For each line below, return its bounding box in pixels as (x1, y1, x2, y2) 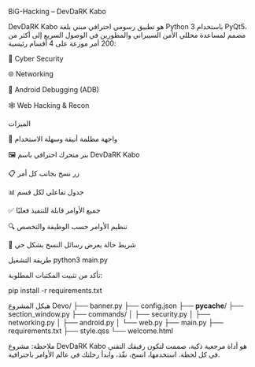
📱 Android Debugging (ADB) (8, 85, 100, 94)
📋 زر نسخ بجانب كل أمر (8, 169, 80, 178)
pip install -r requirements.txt (8, 286, 102, 295)
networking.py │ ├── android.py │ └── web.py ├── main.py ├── (8, 318, 224, 327)
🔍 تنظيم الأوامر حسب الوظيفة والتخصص (8, 222, 128, 231)
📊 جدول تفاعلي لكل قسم (8, 187, 84, 196)
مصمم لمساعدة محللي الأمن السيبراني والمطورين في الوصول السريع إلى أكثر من (8, 31, 246, 39)
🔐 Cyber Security (8, 54, 65, 63)
